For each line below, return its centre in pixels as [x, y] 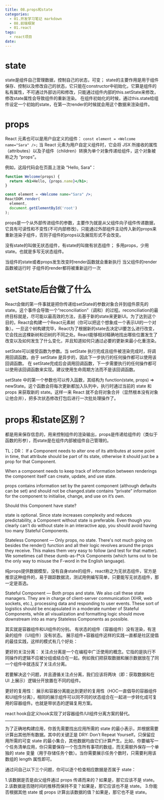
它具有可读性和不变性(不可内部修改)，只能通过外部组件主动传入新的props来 [81, 229]
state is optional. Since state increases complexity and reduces [69, 515]
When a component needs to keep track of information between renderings [81, 471]
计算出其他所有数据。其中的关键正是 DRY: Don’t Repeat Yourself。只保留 [78, 734]
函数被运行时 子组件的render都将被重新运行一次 [53, 268]
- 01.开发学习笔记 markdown [36, 19]
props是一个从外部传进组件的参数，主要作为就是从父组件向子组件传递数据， [81, 223]
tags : [10, 32]
